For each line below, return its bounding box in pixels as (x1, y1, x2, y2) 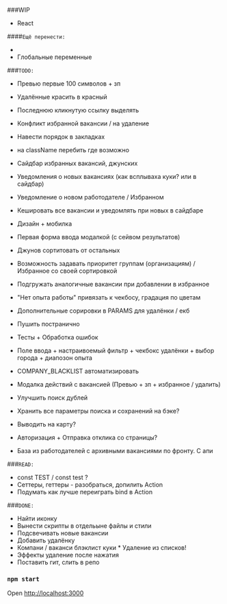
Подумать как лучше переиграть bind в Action (16, 488, 152, 496)
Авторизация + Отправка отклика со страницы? (16, 433, 158, 442)
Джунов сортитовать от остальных (16, 246, 120, 254)
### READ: (7, 460, 34, 468)
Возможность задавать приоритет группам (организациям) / (16, 260, 196, 267)
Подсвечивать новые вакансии (16, 529, 109, 537)
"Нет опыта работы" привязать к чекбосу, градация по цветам (16, 293, 201, 301)
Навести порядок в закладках (16, 133, 105, 141)
